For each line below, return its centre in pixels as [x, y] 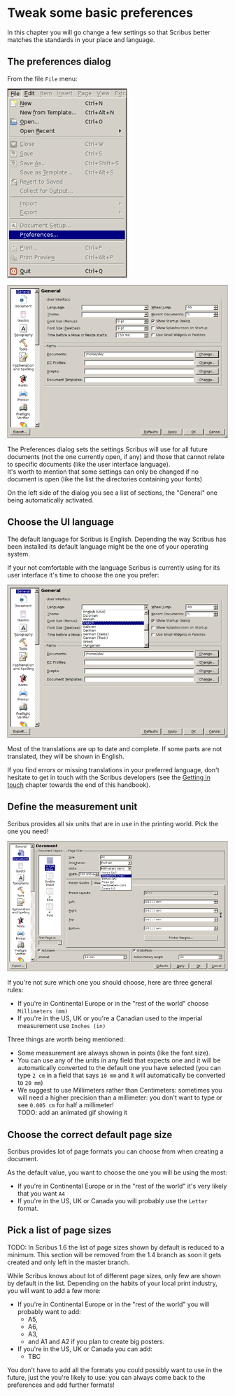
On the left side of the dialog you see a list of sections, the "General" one [113, 493]
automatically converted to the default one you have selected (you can [119, 1068]
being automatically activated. [51, 500]
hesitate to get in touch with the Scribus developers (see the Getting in [109, 777]
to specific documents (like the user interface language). [89, 464]
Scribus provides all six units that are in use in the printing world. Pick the [113, 823]
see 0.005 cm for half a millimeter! [65, 1105]
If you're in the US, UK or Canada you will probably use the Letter [113, 1201]
